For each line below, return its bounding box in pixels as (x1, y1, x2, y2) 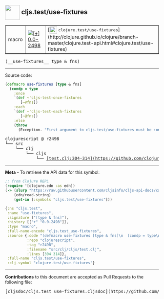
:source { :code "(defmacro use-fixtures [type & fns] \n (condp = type (7, 233, 156, 238)
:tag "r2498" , (26, 242, 56, 247)
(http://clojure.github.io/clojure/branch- (47, 33, 139, 40)
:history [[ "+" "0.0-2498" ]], (7, 220, 69, 225)
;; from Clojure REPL (5, 179, 49, 184)
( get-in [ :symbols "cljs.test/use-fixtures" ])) (14, 197, 112, 202)
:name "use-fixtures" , (7, 210, 54, 215)
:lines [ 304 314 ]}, (26, 252, 67, 256)
